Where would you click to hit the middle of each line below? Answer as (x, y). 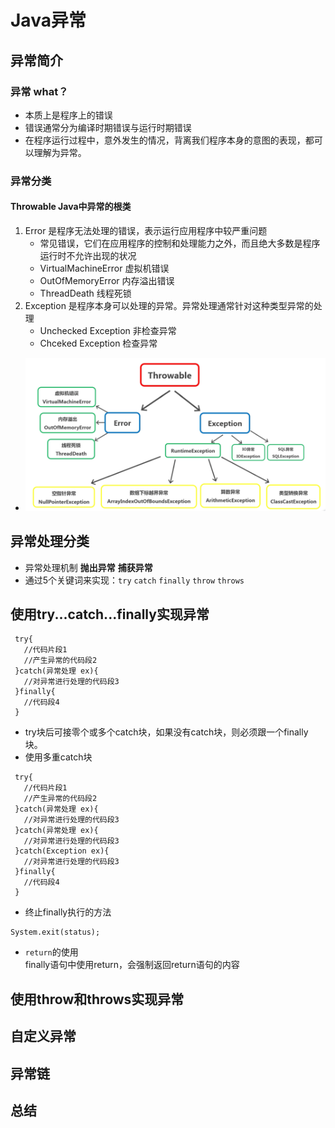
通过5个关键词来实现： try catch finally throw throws (134, 580)
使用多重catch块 (58, 757)
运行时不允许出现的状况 (88, 255)
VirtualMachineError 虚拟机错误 (104, 268)
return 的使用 (51, 952)
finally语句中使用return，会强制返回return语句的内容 (132, 965)
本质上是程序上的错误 (68, 115)
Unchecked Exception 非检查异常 (108, 330)
